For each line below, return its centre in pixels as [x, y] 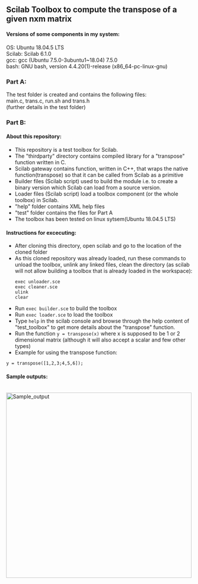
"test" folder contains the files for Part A [64, 213]
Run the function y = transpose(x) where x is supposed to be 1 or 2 [97, 334]
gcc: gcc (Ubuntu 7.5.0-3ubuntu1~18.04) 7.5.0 [62, 60]
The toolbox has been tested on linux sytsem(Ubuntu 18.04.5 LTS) [95, 219]
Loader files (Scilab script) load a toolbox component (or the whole [97, 194]
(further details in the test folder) [46, 107]
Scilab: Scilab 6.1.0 [29, 53]
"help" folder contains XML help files [60, 206]
